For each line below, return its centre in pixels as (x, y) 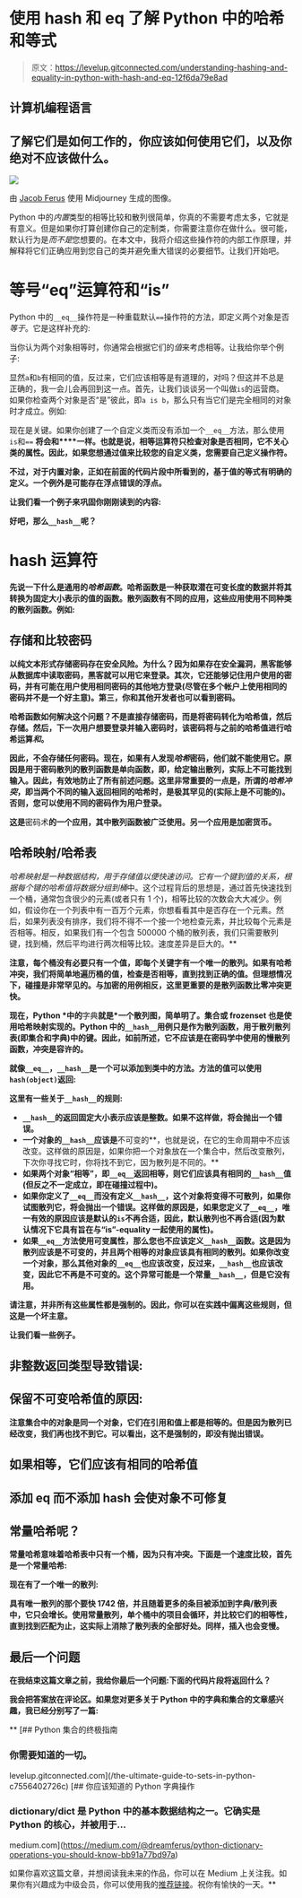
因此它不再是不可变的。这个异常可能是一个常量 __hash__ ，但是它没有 (164, 1274)
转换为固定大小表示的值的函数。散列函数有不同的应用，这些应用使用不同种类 (151, 598)
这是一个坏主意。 (41, 1316)
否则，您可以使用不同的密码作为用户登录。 (88, 803)
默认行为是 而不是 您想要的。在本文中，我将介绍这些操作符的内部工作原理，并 (151, 239)
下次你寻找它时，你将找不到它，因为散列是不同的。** (121, 1162)
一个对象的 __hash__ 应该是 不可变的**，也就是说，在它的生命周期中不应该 (156, 1139)
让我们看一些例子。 (45, 1335)
